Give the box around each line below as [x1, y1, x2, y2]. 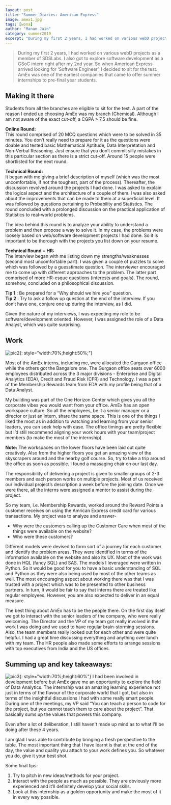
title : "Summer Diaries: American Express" [5, 12, 99, 17]
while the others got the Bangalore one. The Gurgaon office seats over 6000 [5, 365, 166, 371]
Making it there [5, 92, 54, 100]
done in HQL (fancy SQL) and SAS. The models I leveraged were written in [5, 559, 161, 566]
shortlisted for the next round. [5, 158, 68, 165]
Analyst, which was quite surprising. [5, 321, 81, 328]
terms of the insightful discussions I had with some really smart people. [5, 695, 155, 701]
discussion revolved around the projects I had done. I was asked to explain [5, 184, 162, 191]
